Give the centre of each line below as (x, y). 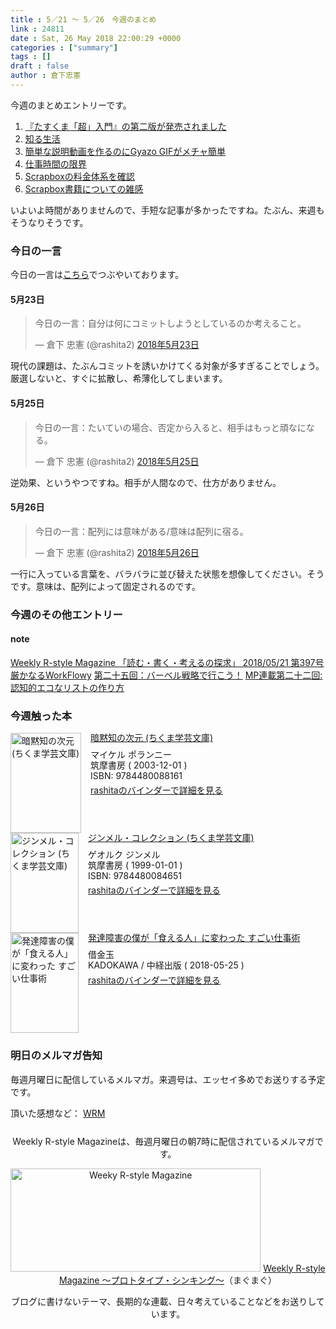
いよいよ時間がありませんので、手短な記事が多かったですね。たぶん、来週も (167, 210)
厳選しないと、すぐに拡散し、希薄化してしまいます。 (119, 378)
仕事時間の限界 (55, 163)
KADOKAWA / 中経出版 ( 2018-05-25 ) (166, 965)
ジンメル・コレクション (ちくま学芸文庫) (171, 838)
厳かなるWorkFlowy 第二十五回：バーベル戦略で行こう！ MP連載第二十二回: (166, 675)
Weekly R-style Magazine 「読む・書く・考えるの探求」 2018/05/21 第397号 (167, 662)
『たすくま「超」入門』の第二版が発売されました (125, 126)
